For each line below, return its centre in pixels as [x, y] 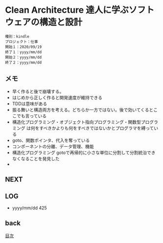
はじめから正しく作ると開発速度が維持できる [57, 97]
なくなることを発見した [36, 158]
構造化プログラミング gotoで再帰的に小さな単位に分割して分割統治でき [84, 153]
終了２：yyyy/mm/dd [23, 62]
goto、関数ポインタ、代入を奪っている [51, 140]
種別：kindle [17, 36]
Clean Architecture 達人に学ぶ [67, 10]
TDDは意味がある [30, 104]
